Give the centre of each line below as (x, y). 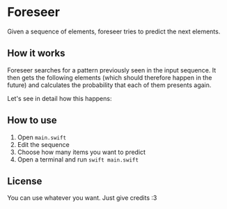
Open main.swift (42, 137)
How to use (32, 120)
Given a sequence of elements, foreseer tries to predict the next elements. (114, 31)
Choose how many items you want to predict (81, 152)
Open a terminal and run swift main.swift (78, 159)
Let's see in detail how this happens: (60, 98)
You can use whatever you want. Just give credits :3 (82, 198)
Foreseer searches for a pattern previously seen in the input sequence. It (112, 70)
